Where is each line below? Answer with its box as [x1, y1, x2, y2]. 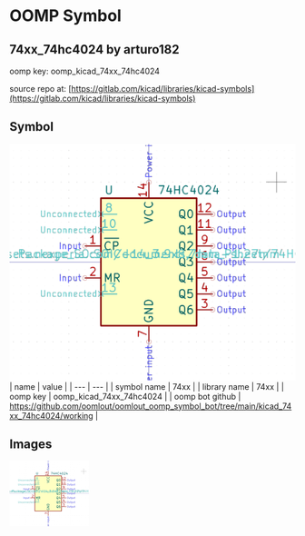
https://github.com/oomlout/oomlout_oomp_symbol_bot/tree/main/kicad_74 [9, 401, 292, 412]
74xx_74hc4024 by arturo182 [9, 42, 180, 57]
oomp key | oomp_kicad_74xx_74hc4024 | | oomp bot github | [9, 391, 241, 402]
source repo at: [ [9, 84, 72, 94]
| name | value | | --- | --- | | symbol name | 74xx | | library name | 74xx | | [9, 381, 284, 392]
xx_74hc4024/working [9, 410, 93, 421]
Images [9, 437, 53, 452]
